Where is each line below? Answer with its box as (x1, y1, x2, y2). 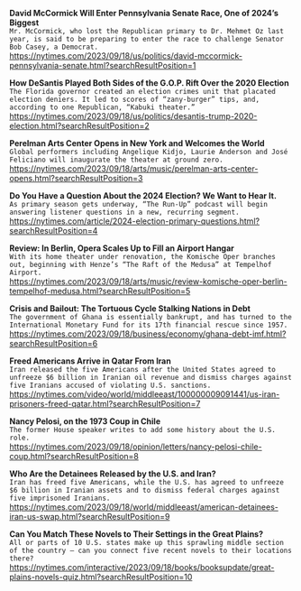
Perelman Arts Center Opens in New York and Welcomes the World (9, 138, 265, 148)
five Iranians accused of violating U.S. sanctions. (9, 381, 212, 390)
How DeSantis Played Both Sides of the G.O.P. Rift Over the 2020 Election (9, 78, 290, 88)
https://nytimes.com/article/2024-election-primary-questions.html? (9, 216, 260, 226)
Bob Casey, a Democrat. (9, 42, 99, 51)
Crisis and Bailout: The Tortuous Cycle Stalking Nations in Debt (9, 303, 251, 314)
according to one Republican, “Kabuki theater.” (9, 103, 196, 112)
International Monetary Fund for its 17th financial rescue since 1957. (9, 320, 288, 329)
